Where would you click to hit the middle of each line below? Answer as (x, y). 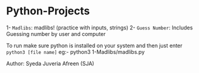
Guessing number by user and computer (56, 34)
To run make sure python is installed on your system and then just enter (94, 45)
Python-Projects (48, 11)
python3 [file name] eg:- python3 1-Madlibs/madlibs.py (76, 51)
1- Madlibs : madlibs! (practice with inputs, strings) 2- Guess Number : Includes (99, 28)
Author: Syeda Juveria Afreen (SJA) (50, 63)
